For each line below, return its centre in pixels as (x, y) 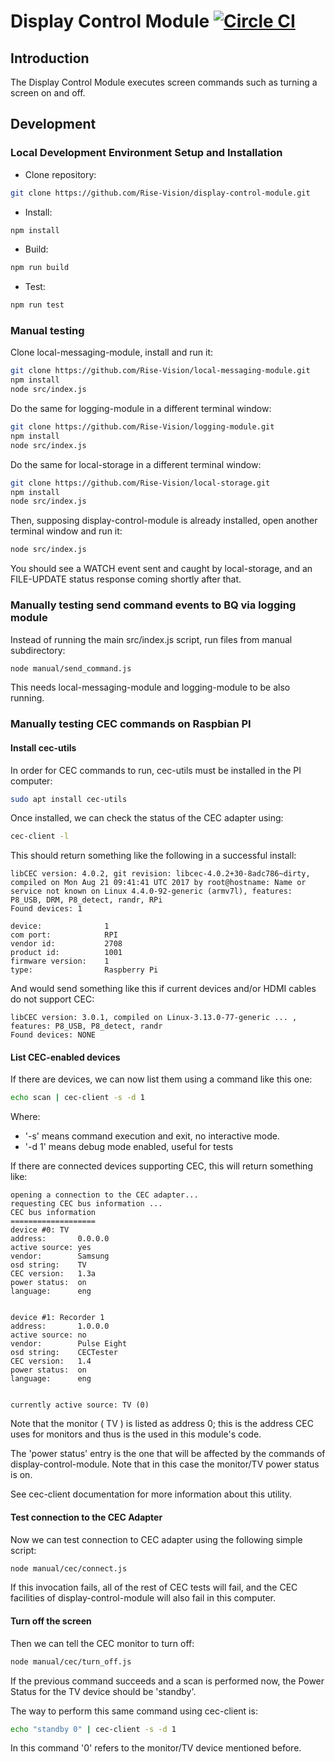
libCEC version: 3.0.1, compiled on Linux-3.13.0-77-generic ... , (154, 1018)
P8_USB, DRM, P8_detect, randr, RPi (86, 900)
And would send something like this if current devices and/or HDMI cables (163, 989)
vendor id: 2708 (66, 944)
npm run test (37, 305)
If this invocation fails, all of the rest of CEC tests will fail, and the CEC (154, 1587)
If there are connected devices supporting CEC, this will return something (161, 1166)
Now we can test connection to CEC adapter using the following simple (156, 1539)
